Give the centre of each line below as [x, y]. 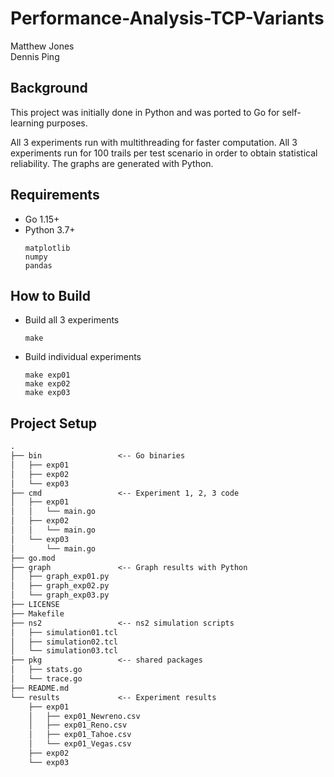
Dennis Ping [35, 56]
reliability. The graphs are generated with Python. [112, 163]
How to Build [51, 295]
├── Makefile [37, 613]
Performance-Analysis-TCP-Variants [167, 18]
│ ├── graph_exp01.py [60, 577]
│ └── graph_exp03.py [60, 595]
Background [49, 88]
